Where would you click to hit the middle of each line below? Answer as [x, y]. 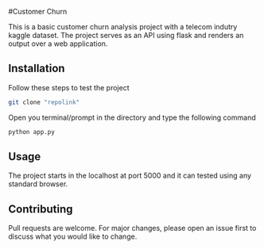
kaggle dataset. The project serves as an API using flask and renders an [126, 35]
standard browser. [38, 184]
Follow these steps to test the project [69, 87]
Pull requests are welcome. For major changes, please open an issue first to [132, 228]
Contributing [41, 209]
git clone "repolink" [44, 102]
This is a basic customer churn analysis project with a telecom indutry [123, 27]
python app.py [32, 132]
